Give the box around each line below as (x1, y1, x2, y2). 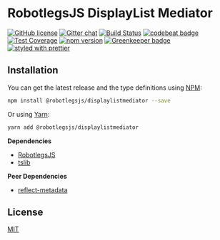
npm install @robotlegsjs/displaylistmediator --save (7, 97, 171, 104)
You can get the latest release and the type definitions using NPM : (7, 83, 202, 92)
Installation (7, 64, 59, 76)
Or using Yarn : (7, 110, 50, 118)
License (7, 206, 44, 218)
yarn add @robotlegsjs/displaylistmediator (7, 123, 139, 131)
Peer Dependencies (7, 172, 68, 180)
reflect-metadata (17, 185, 68, 194)
